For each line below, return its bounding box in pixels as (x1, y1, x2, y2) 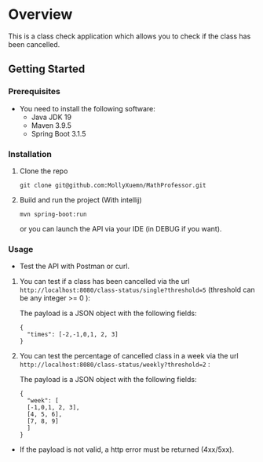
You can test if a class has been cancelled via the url (19, 277, 190, 286)
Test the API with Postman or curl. (19, 261, 130, 271)
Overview (8, 5, 73, 24)
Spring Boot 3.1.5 (31, 129, 86, 138)
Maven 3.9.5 (31, 120, 72, 130)
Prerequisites (8, 86, 60, 97)
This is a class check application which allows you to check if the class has (8, 31, 251, 41)
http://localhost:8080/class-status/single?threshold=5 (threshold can (19, 285, 255, 295)
